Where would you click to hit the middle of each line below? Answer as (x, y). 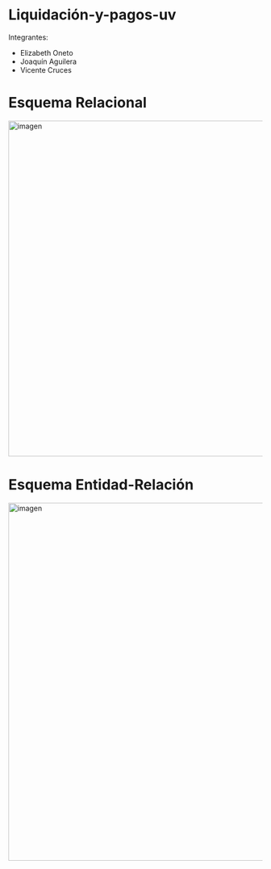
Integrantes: (28, 37)
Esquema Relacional (77, 103)
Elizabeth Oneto (47, 52)
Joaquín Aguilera (48, 61)
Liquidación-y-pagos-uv (92, 15)
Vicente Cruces (46, 69)
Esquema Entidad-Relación (101, 485)
